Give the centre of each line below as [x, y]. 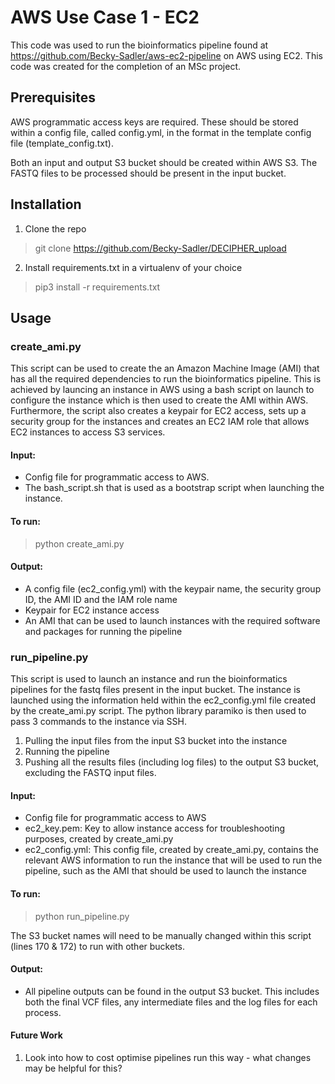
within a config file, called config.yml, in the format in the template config [161, 132]
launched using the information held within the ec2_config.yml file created [163, 700]
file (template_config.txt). [62, 143]
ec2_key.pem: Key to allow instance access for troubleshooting [155, 828]
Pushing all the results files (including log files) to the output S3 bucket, [172, 762]
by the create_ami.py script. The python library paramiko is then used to [158, 711]
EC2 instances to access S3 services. [88, 432]
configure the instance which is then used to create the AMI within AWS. [159, 400]
